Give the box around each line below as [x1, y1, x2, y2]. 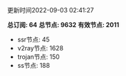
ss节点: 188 [17, 61, 50, 69]
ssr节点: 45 [17, 35, 50, 44]
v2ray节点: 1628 [17, 44, 64, 52]
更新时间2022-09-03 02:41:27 [7, 6, 94, 14]
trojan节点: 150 [17, 53, 61, 61]
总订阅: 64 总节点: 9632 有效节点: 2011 [7, 21, 120, 29]
